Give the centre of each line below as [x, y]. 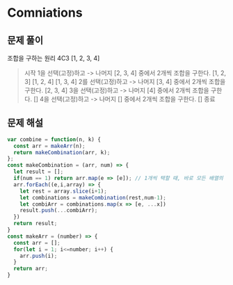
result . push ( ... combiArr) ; [59, 211]
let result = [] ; [39, 172]
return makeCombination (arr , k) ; [62, 152]
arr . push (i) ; [39, 256]
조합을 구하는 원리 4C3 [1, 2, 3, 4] [54, 58]
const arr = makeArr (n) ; [49, 146]
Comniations [45, 13]
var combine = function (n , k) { [54, 139]
